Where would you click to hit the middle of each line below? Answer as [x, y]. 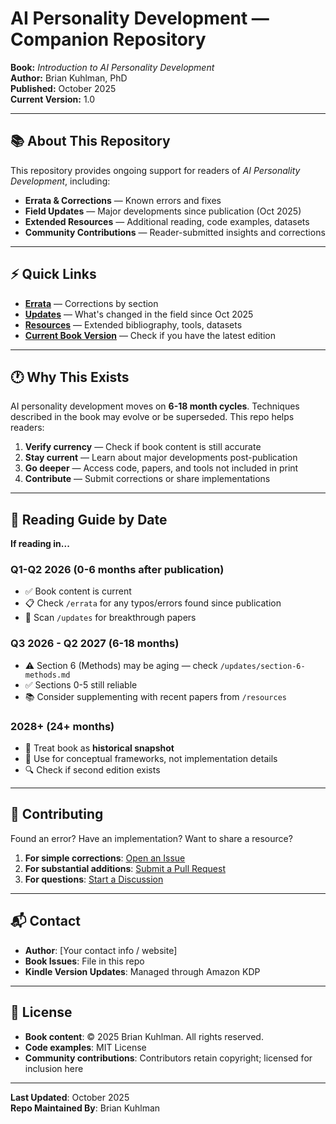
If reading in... [40, 544]
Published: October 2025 [63, 88]
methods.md [47, 675]
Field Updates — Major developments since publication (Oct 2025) [163, 211]
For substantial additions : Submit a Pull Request [125, 868]
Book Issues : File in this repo [84, 961]
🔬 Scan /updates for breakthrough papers [110, 618]
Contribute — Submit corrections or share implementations [147, 479]
